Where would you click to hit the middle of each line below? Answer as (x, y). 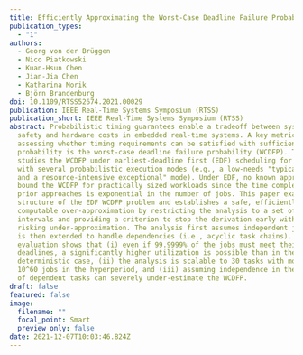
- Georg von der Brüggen (64, 51)
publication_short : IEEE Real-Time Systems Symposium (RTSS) (127, 118)
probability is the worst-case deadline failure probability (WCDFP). (153, 152)
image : (22, 304)
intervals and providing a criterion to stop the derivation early (147, 219)
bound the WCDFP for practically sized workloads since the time (143, 186)
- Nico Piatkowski (52, 60)
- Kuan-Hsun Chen (50, 69)
